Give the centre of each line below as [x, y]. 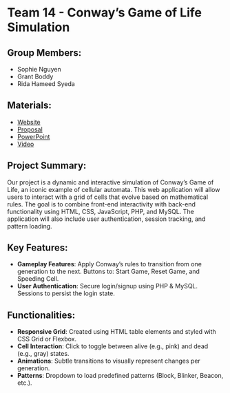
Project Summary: [47, 166]
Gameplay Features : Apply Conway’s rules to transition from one [109, 264]
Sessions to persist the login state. [66, 293]
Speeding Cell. [38, 279]
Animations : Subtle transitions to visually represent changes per [109, 361]
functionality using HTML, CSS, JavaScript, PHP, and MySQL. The [101, 211]
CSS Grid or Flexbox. [47, 339]
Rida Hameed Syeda [46, 84]
